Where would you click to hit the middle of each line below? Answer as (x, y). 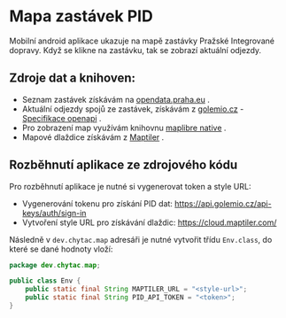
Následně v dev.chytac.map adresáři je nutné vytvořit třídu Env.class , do (141, 239)
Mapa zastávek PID (81, 16)
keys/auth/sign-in (54, 213)
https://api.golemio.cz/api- (223, 203)
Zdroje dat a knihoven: (72, 78)
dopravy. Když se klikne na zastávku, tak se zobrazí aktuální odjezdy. (135, 50)
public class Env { (45, 281)
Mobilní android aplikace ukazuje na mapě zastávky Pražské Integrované (142, 41)
